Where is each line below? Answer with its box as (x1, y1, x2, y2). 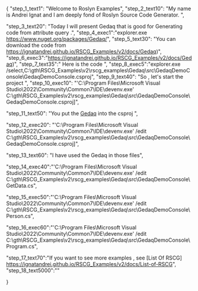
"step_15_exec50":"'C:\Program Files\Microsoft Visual (6, 194, 137, 200)
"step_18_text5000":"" (6, 267, 60, 274)
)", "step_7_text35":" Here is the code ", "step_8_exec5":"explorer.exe (12, 60, 181, 68)
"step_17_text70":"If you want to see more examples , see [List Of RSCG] (6, 254, 183, 261)
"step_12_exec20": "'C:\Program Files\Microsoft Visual (6, 121, 138, 128)
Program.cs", (6, 243, 39, 250)
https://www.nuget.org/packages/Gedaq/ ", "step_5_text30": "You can (6, 36, 176, 42)
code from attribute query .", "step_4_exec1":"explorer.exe (6, 29, 147, 36)
